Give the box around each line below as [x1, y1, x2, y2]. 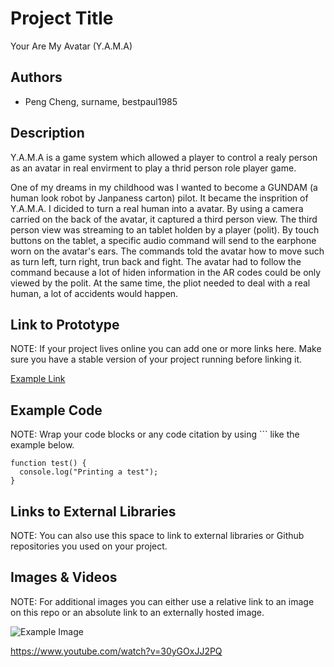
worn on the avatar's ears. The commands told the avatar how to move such [10, 245, 325, 257]
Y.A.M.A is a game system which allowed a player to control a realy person [10, 151, 318, 163]
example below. [10, 439, 75, 451]
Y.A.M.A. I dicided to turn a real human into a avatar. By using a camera [10, 202, 304, 214]
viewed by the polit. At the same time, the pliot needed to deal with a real [10, 277, 311, 289]
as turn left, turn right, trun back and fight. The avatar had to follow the [10, 255, 302, 267]
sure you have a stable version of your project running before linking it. [10, 353, 303, 366]
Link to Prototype [10, 316, 120, 333]
